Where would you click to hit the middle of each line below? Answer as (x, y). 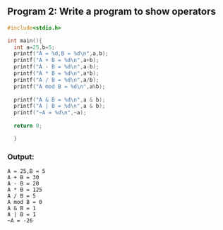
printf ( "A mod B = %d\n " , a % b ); (60, 86)
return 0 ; (28, 126)
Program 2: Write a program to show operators (112, 12)
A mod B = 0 (25, 202)
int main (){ (25, 41)
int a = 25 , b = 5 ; (34, 47)
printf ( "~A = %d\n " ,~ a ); (50, 113)
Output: (21, 157)
